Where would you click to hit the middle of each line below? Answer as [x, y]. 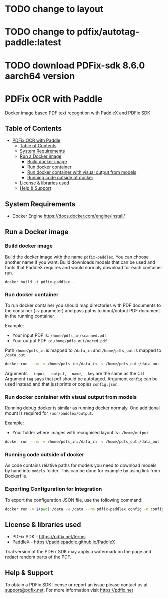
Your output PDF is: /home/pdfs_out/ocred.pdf [60, 341]
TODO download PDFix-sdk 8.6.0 [75, 65]
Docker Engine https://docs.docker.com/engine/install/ [69, 216]
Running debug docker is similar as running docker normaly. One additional [82, 408]
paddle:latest [33, 42]
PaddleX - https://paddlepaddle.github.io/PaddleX [64, 542]
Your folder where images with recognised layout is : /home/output [80, 433]
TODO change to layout [54, 9]
